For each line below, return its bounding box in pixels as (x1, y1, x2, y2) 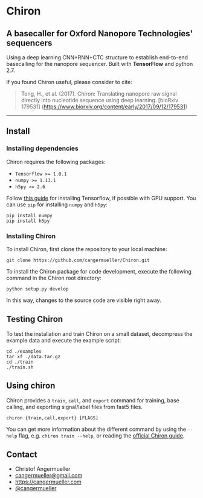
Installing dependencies (6, 144, 79, 152)
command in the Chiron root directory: (6, 274, 101, 281)
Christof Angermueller (14, 465, 71, 473)
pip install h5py (6, 218, 50, 224)
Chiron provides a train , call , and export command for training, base (6, 396, 179, 404)
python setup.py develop (6, 286, 69, 292)
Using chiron (6, 381, 56, 391)
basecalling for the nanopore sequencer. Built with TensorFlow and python (6, 61, 193, 67)
